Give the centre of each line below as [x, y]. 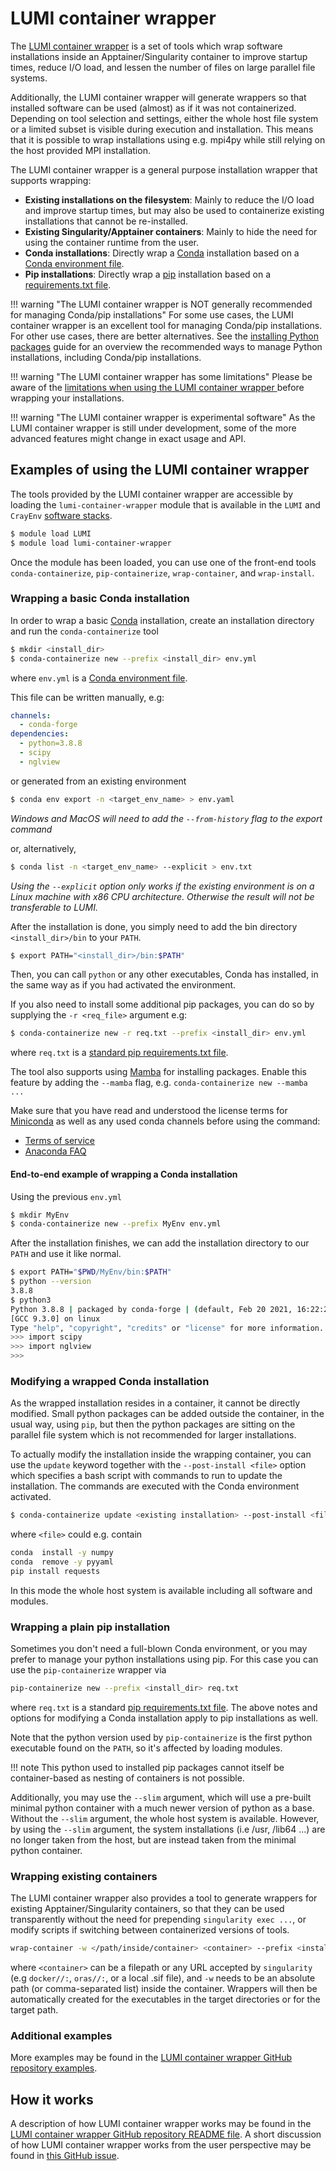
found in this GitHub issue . [65, 2156]
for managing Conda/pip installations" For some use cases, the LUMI [152, 314]
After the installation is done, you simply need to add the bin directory [154, 926]
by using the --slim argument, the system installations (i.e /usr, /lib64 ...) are [168, 1829]
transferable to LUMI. [54, 907]
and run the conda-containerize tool [84, 631]
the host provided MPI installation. [80, 150]
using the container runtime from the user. [112, 242]
